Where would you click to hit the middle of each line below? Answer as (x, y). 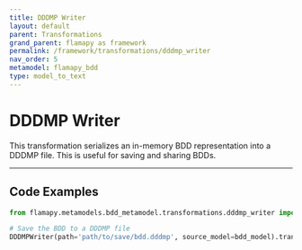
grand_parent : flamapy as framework (78, 43)
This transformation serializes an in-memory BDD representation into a (140, 146)
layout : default (40, 26)
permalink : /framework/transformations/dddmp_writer (110, 51)
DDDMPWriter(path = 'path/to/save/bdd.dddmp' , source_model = (122, 237)
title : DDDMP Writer (48, 18)
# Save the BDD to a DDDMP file (70, 229)
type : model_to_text (48, 76)
